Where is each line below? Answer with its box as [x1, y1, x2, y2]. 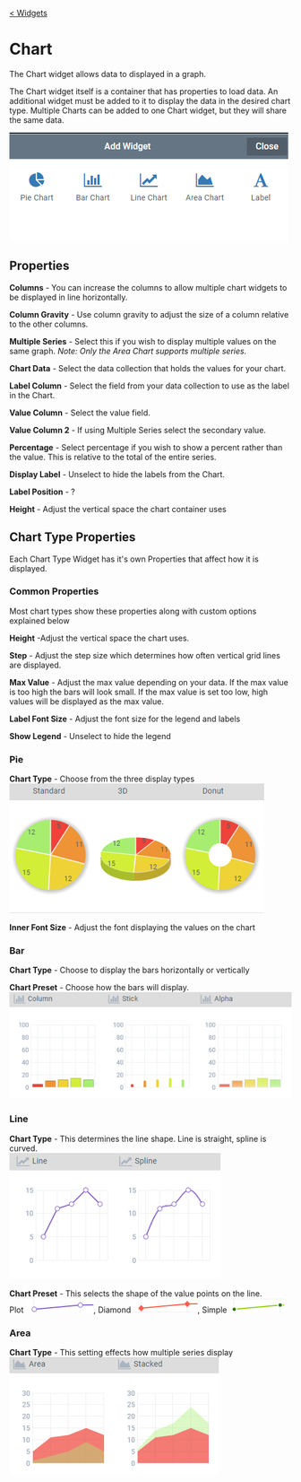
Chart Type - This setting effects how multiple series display [9, 1347, 234, 1358]
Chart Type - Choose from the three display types [9, 773, 195, 784]
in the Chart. [9, 389, 56, 400]
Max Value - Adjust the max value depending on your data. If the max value [9, 676, 288, 687]
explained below [9, 615, 70, 626]
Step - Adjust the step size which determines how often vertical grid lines [9, 649, 280, 660]
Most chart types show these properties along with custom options [9, 606, 257, 616]
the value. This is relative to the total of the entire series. [9, 451, 217, 462]
